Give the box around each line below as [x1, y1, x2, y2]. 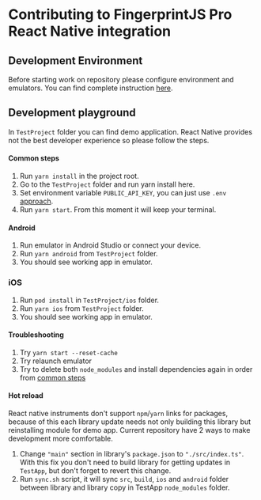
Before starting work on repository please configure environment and [8, 75, 235, 84]
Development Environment [8, 54, 143, 67]
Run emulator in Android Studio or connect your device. [19, 241, 202, 250]
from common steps [19, 373, 86, 382]
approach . [19, 196, 54, 206]
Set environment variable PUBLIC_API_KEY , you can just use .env [19, 188, 227, 198]
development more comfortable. [8, 434, 113, 443]
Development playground [8, 106, 136, 119]
